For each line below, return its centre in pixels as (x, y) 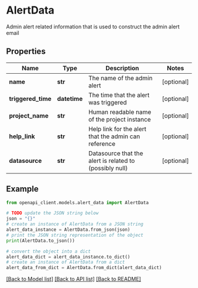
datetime (70, 99)
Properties (26, 52)
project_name (29, 116)
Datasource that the (115, 153)
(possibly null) (108, 168)
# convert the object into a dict (49, 251)
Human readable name (120, 112)
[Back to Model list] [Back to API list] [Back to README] (74, 279)
